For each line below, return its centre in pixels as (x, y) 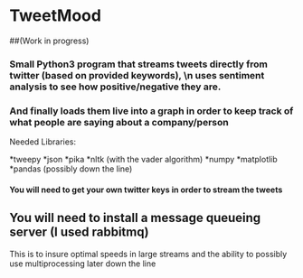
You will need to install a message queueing (135, 218)
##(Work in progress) (49, 41)
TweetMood (56, 16)
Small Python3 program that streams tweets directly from (139, 64)
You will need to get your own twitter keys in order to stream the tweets (146, 190)
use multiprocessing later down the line (83, 264)
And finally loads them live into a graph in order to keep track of (151, 111)
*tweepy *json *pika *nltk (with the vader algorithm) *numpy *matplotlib (143, 160)
